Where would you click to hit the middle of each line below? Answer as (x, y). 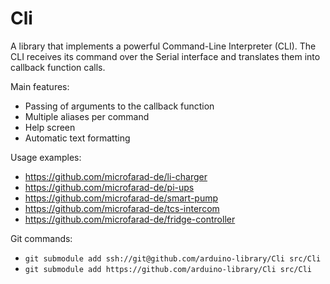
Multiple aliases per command (87, 116)
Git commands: (41, 238)
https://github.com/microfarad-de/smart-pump (121, 198)
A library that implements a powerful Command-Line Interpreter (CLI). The (163, 46)
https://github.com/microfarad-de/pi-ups (109, 187)
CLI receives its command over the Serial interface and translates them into (165, 56)
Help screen (50, 127)
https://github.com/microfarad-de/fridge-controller (130, 219)
